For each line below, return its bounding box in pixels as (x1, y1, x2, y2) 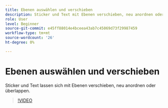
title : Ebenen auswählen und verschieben (5, 7, 93, 12)
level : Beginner (5, 21, 39, 26)
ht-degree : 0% (5, 40, 35, 45)
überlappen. (5, 87, 30, 93)
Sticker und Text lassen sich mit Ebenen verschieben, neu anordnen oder (5, 82, 156, 88)
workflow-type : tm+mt (5, 30, 50, 35)
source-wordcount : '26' (5, 35, 55, 40)
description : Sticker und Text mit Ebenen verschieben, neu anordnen (5, 12, 153, 17)
